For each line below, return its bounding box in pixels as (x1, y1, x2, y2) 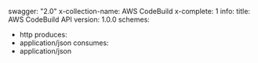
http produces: (19, 30, 68, 39)
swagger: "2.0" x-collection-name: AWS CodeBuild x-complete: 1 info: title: (8, 7, 251, 16)
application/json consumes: (19, 38, 109, 47)
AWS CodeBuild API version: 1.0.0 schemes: (8, 15, 151, 24)
